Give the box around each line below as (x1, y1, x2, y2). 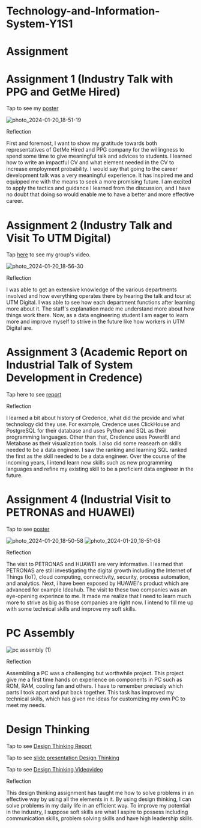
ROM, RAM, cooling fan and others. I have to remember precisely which (6, 682, 184, 690)
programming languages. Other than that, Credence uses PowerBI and (6, 433, 181, 440)
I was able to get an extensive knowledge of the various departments (6, 286, 177, 293)
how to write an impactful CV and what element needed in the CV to (6, 159, 175, 166)
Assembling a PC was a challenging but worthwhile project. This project (6, 670, 184, 677)
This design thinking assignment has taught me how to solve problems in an (6, 789, 194, 796)
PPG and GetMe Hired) (6, 85, 121, 99)
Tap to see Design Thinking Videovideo (6, 766, 103, 773)
